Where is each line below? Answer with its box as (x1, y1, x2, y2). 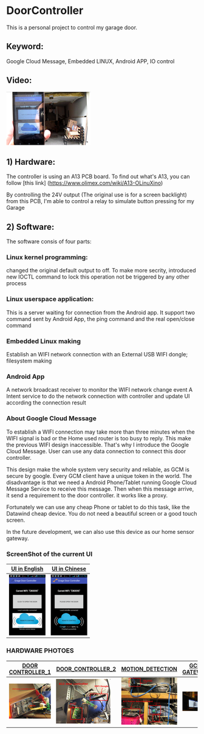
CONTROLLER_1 (8, 668, 52, 676)
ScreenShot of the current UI (6, 550, 93, 558)
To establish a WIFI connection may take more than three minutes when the (6, 428, 195, 435)
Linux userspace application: (6, 295, 94, 303)
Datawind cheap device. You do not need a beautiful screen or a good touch (6, 510, 197, 517)
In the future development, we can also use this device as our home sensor (6, 528, 194, 535)
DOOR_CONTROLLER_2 (56, 665, 117, 673)
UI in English (11, 565, 44, 572)
